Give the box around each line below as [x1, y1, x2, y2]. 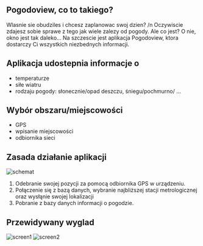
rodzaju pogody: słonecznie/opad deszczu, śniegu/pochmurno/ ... [15, 87, 182, 95]
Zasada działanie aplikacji [6, 152, 107, 162]
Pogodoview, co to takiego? [6, 5, 114, 15]
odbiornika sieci [15, 134, 56, 142]
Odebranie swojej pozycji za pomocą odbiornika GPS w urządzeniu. [15, 180, 186, 187]
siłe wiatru [15, 81, 41, 88]
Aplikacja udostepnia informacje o [6, 58, 140, 69]
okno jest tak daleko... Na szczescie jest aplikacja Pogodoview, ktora [6, 34, 179, 42]
